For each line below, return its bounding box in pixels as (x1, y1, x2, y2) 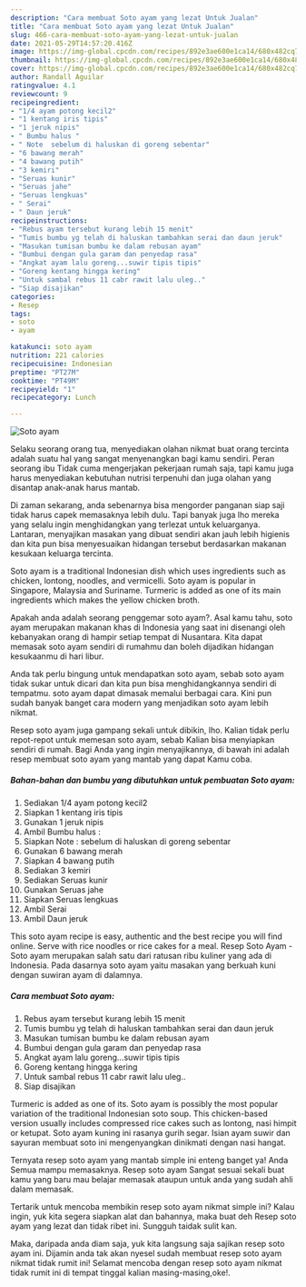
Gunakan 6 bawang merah (23, 846, 123, 857)
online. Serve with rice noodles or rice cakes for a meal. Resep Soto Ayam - (10, 941, 293, 952)
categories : (10, 292, 55, 301)
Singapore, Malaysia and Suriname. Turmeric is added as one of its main (10, 585, 281, 596)
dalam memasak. (10, 1183, 74, 1195)
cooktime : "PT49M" (10, 376, 80, 385)
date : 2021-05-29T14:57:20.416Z (10, 38, 133, 48)
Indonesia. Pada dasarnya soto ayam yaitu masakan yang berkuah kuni (10, 960, 276, 971)
